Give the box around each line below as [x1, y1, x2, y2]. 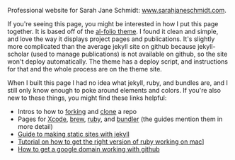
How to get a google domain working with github [17, 145, 161, 153]
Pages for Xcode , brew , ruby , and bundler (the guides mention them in [17, 115, 223, 123]
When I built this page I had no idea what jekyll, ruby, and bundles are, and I [7, 79, 229, 87]
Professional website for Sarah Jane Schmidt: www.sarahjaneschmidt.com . [7, 6, 227, 14]
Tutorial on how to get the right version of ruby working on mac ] [17, 137, 205, 146]
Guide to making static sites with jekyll [17, 130, 130, 138]
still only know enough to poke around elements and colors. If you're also [7, 86, 222, 94]
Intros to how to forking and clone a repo [17, 108, 137, 115]
